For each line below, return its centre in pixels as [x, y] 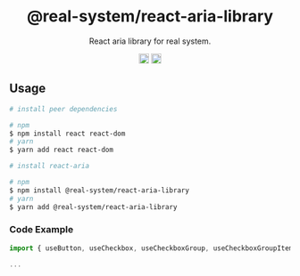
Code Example [42, 230]
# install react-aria [50, 166]
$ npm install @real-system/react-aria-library [100, 190]
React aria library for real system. [150, 41]
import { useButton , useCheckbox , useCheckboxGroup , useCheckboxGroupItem [151, 248]
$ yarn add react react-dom [62, 150]
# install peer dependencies [63, 109]
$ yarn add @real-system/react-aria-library [93, 207]
